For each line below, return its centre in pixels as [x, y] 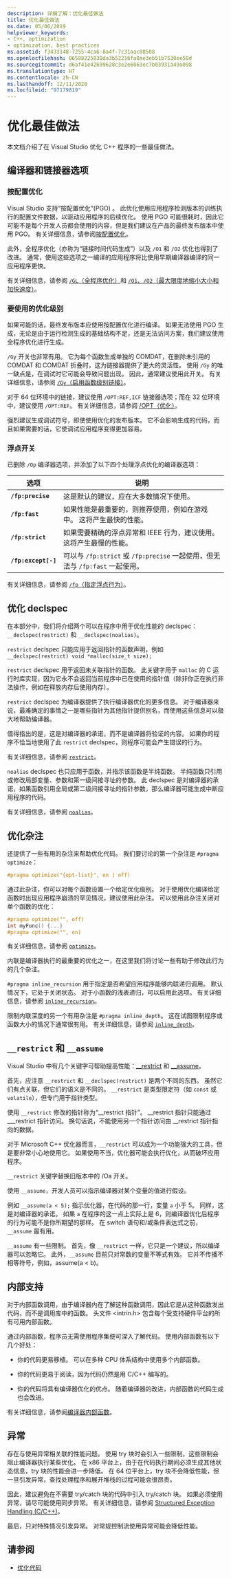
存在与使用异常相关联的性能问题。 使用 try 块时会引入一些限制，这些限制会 [113, 1453]
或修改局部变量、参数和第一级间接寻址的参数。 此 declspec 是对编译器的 [110, 780]
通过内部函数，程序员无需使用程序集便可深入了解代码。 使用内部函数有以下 [113, 1337]
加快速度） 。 [24, 289]
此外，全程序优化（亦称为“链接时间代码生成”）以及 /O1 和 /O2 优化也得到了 [113, 248]
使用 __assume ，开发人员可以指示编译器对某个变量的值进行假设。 [99, 1191]
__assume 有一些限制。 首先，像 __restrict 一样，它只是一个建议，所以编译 [113, 1246]
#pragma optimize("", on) [44, 932]
